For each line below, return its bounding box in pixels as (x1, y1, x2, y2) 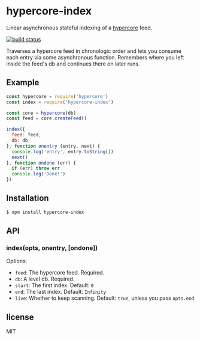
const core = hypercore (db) (6, 110, 77, 116)
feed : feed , (11, 132, 42, 138)
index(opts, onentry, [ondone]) (6, 244, 98, 252)
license (6, 312, 34, 322)
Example (6, 77, 40, 88)
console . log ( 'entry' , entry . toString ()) (11, 148, 114, 154)
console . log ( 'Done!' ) (11, 171, 66, 177)
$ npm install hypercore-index (6, 209, 84, 215)
